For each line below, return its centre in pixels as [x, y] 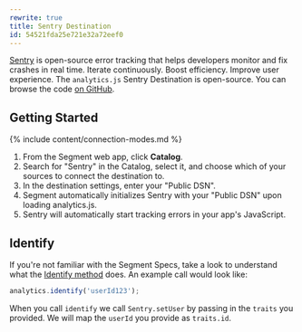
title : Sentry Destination [60, 26]
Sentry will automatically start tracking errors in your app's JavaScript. [154, 214]
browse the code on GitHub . [62, 89]
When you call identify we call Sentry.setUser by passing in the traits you [151, 308]
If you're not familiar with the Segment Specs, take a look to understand [144, 265]
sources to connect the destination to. [93, 176]
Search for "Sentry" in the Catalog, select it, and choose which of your [154, 166]
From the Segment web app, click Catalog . [102, 157]
